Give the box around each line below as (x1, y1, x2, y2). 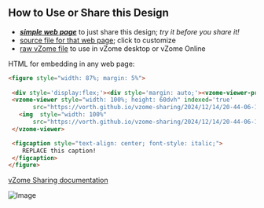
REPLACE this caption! (22, 147, 97, 155)
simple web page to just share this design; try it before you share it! (19, 27, 240, 36)
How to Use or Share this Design (8, 6, 169, 20)
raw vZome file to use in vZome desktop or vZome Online (19, 43, 206, 53)
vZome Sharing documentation (8, 176, 108, 185)
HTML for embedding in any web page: (8, 59, 135, 68)
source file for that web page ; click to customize (19, 35, 177, 45)
